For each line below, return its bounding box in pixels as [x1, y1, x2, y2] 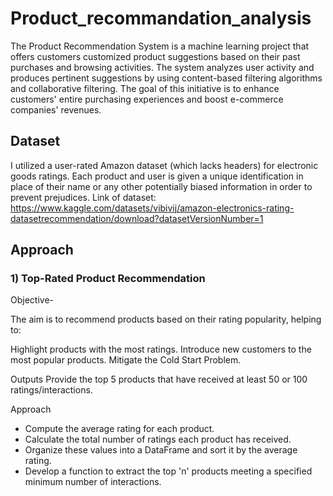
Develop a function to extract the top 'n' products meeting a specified [24, 465, 313, 477]
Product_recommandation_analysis [10, 7, 312, 30]
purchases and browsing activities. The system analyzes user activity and [10, 61, 315, 73]
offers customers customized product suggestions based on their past [10, 50, 301, 62]
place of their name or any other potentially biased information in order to [10, 180, 313, 192]
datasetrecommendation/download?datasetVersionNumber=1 [10, 212, 264, 224]
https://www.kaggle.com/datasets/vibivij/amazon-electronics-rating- [10, 202, 295, 214]
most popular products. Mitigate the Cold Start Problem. [10, 354, 242, 366]
